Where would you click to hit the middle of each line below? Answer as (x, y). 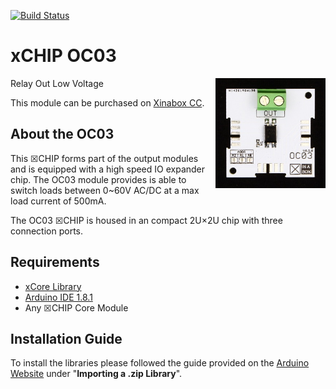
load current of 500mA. (58, 201)
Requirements (55, 262)
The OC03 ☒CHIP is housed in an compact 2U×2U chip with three (146, 220)
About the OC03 (62, 134)
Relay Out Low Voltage (57, 83)
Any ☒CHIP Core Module (76, 307)
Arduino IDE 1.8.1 (58, 297)
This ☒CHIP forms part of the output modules (104, 158)
